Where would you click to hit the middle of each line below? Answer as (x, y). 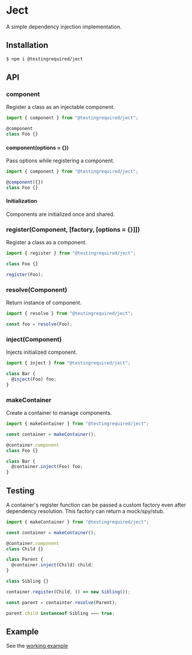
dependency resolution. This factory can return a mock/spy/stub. (85, 511)
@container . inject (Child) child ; (53, 565)
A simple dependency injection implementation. (64, 27)
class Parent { (25, 560)
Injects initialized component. (42, 352)
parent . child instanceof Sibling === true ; (61, 613)
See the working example (37, 646)
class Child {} (25, 549)
